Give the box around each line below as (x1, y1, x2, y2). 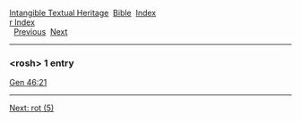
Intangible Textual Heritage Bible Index (9, 8, 157, 18)
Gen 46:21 (9, 77, 47, 88)
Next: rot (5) (9, 102, 55, 114)
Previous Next (13, 27, 68, 36)
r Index (9, 17, 36, 28)
